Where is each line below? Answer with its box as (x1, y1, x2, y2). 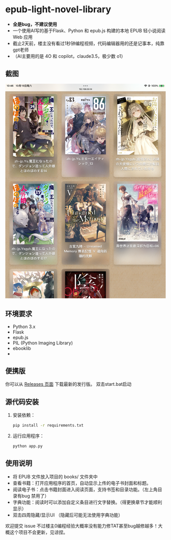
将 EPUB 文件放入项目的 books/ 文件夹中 (12, 474, 98, 480)
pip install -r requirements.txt (12, 423, 84, 428)
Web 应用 (12, 34, 33, 40)
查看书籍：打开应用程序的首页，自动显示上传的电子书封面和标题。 (12, 480, 151, 486)
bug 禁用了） (21, 492, 49, 499)
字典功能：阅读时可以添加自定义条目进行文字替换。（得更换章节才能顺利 (12, 499, 162, 505)
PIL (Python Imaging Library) (12, 340, 73, 346)
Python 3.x (12, 323, 36, 330)
